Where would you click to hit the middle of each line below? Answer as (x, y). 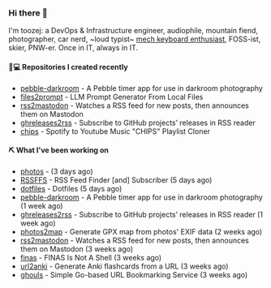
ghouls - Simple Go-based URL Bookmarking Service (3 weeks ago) (134, 274)
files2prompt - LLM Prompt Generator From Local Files (112, 97)
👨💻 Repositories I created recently (68, 67)
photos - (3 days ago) (56, 171)
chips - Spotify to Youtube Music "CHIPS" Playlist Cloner (115, 131)
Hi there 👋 (28, 13)
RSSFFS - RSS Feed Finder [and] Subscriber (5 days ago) (116, 180)
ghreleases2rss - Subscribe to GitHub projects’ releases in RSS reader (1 (142, 214)
